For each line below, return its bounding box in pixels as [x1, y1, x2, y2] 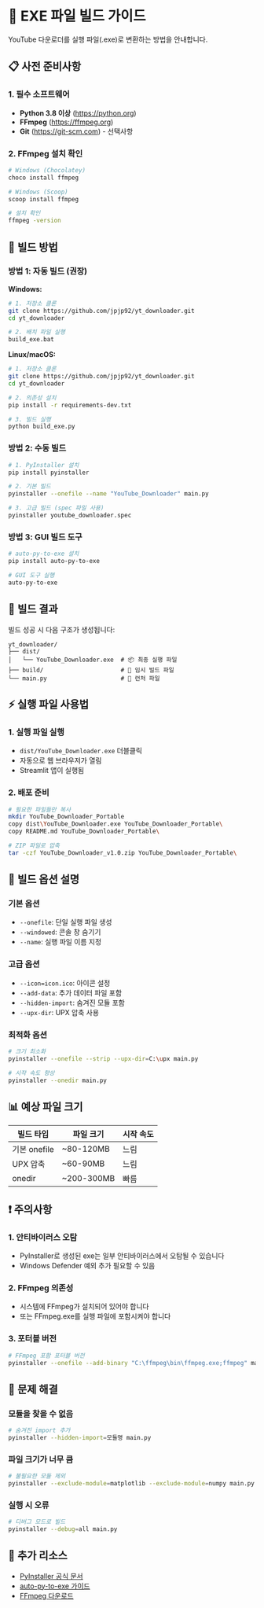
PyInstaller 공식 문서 [19, 1571, 84, 1580]
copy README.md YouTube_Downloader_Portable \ [8, 827, 159, 836]
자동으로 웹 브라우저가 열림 [19, 756, 102, 765]
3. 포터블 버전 [8, 1334, 57, 1345]
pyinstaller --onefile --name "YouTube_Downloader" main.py [8, 490, 210, 498]
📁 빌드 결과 [8, 602, 59, 616]
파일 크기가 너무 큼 [8, 1454, 74, 1465]
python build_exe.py [8, 422, 76, 431]
